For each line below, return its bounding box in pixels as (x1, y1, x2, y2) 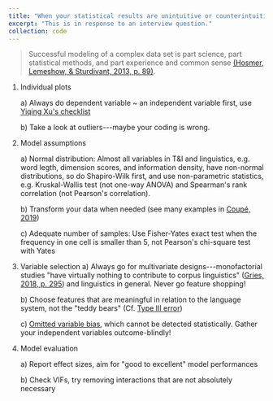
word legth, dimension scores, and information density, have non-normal (19, 163, 264, 172)
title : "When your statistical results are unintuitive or (8, 11, 213, 20)
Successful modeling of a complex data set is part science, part (28, 50, 242, 59)
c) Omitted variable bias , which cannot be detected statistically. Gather (19, 319, 258, 329)
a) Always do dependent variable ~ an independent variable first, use (19, 98, 252, 108)
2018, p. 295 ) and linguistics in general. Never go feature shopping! (19, 279, 246, 289)
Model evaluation (19, 343, 79, 354)
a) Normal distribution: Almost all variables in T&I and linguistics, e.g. (19, 154, 250, 163)
